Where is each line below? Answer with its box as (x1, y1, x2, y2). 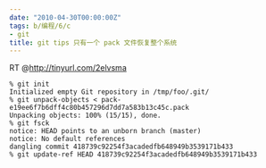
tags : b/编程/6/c (9, 21, 71, 30)
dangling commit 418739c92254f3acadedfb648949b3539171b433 (9, 142, 234, 152)
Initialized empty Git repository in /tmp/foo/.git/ (9, 88, 210, 97)
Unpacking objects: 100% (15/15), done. (9, 111, 162, 121)
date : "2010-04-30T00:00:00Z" (9, 13, 122, 22)
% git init (9, 80, 50, 89)
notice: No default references (9, 135, 126, 144)
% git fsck (9, 119, 50, 128)
